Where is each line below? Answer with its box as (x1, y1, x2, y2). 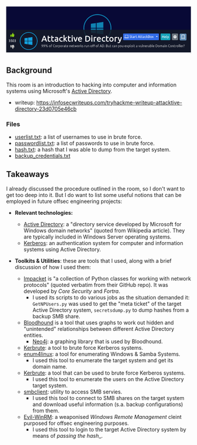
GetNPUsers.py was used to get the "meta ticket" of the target (32, 300, 182, 307)
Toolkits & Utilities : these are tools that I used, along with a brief (14, 257, 172, 264)
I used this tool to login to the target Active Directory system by (32, 425, 186, 433)
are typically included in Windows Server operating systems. (23, 233, 172, 240)
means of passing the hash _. (32, 432, 103, 439)
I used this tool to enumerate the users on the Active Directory (32, 375, 185, 382)
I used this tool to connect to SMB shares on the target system (32, 394, 185, 401)
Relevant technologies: (14, 209, 73, 216)
